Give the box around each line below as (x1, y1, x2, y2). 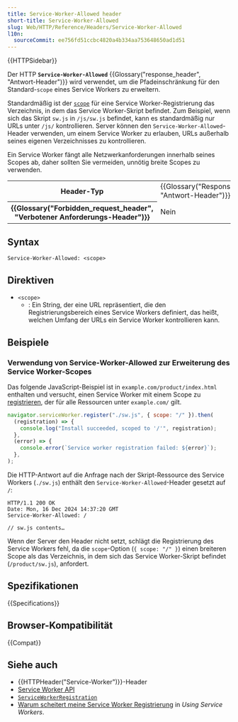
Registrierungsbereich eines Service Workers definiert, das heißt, (28, 308, 220, 317)
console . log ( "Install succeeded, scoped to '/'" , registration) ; (20, 424, 217, 432)
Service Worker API (17, 685, 75, 694)
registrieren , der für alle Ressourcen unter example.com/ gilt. (7, 397, 182, 406)
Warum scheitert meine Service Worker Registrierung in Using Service (17, 701, 223, 709)
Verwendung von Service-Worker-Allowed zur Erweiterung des (7, 357, 230, 367)
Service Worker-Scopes (7, 367, 92, 377)
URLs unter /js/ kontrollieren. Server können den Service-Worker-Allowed (7, 122, 223, 130)
